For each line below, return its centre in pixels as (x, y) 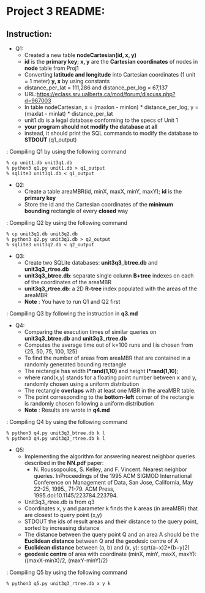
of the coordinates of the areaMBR (68, 282)
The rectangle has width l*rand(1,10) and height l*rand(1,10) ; (101, 371)
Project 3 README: (56, 11)
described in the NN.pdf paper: (64, 463)
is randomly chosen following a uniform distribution (89, 403)
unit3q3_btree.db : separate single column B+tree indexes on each (109, 276)
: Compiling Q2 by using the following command (67, 223)
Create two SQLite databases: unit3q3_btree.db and (91, 263)
